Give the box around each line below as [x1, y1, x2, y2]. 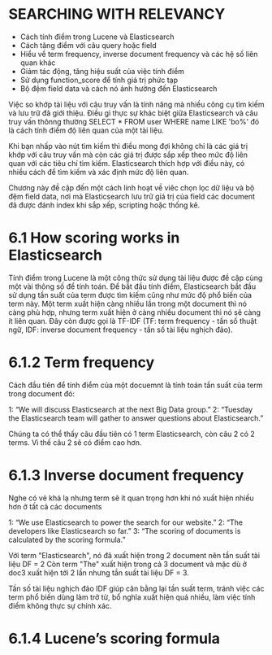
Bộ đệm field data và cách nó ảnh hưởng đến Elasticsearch [19, 83, 218, 94]
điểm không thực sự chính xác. [8, 600, 112, 610]
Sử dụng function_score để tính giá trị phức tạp [19, 75, 179, 85]
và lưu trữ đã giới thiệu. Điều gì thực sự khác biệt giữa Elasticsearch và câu [8, 107, 258, 118]
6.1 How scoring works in [8, 229, 180, 247]
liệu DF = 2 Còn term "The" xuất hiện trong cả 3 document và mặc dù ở [8, 559, 248, 569]
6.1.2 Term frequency [8, 353, 155, 372]
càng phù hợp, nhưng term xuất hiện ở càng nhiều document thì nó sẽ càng [8, 307, 261, 317]
